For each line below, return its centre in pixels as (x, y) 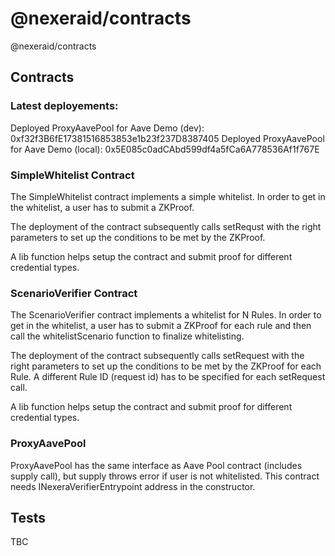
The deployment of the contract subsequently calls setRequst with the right (166, 226)
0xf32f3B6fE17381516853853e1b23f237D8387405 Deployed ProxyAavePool (167, 138)
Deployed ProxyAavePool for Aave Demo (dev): (107, 128)
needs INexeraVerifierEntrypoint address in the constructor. (133, 486)
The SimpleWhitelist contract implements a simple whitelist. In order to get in (168, 196)
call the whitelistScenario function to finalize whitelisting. (127, 336)
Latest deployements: (64, 106)
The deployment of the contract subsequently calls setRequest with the (157, 356)
